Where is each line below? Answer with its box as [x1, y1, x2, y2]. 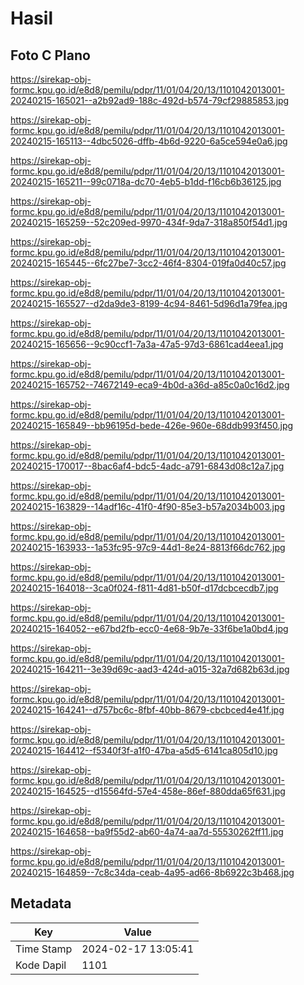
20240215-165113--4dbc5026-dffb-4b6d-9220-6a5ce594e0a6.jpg [10, 135, 288, 147]
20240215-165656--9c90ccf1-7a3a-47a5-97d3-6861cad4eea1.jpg [10, 338, 284, 350]
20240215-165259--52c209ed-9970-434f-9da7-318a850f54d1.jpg [10, 217, 288, 228]
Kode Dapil [15, 958, 67, 972]
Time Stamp [15, 942, 73, 956]
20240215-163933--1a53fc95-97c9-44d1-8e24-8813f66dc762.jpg [10, 542, 286, 553]
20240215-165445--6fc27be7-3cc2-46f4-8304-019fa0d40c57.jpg [10, 257, 287, 269]
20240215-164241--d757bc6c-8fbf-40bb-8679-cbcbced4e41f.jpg [10, 704, 285, 716]
